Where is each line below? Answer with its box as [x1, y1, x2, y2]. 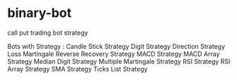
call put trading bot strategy [7, 28, 88, 37]
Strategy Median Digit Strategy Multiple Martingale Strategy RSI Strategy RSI [7, 57, 231, 65]
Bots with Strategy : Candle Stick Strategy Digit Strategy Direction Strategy [7, 42, 226, 50]
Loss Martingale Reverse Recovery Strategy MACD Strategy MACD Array [7, 50, 221, 58]
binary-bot [7, 5, 72, 21]
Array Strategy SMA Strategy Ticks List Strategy [7, 64, 148, 73]
